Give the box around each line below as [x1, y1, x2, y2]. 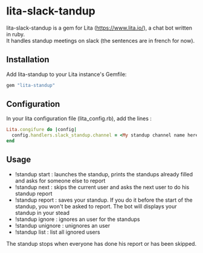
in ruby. [6, 30, 25, 37]
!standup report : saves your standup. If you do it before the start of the [14, 196, 193, 203]
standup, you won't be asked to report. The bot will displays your [14, 202, 177, 210]
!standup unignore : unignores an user [14, 222, 111, 229]
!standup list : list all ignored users [14, 228, 101, 235]
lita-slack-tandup [6, 4, 95, 18]
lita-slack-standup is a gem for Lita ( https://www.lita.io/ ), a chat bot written [6, 24, 192, 31]
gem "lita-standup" [6, 82, 56, 88]
